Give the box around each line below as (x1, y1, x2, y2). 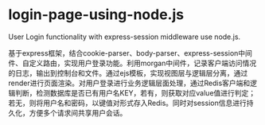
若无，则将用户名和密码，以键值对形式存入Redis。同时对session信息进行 (8, 98, 247, 107)
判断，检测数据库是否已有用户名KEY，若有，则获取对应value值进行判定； (14, 88, 256, 97)
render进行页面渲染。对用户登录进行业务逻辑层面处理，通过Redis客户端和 (8, 78, 251, 88)
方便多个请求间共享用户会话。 (29, 107, 127, 117)
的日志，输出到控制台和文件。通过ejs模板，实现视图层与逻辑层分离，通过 (8, 68, 248, 77)
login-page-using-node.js (8, 6, 185, 24)
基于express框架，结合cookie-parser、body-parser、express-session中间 (8, 48, 253, 57)
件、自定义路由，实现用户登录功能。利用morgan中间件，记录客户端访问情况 (8, 58, 257, 68)
